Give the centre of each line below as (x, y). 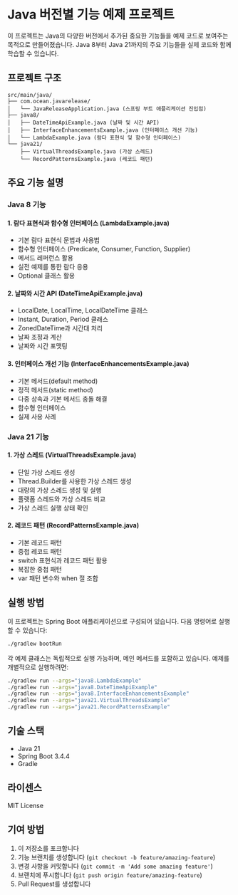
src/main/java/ (30, 95)
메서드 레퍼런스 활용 (45, 258)
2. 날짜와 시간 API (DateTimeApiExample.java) (75, 293)
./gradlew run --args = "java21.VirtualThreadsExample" (89, 701)
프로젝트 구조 (35, 78)
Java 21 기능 (29, 436)
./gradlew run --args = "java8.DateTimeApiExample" (83, 687)
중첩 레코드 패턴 (40, 551)
